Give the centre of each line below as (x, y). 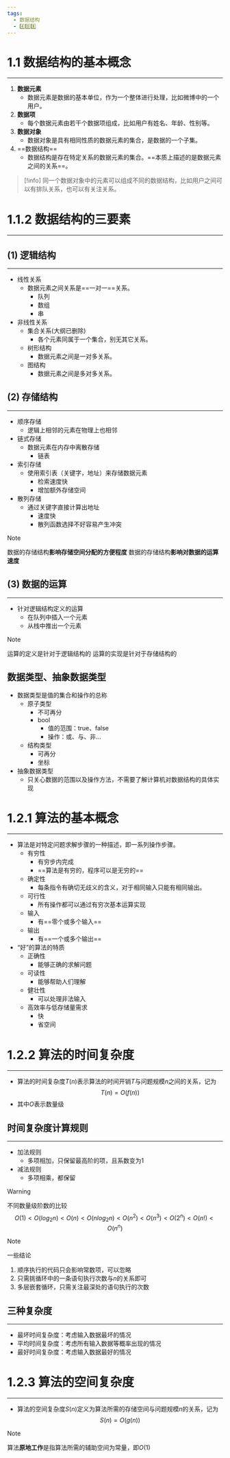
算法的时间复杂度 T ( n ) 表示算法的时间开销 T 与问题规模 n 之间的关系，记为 (117, 1082)
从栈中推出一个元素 (54, 626)
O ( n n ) (115, 1227)
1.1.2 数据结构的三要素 (69, 219)
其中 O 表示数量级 (40, 1104)
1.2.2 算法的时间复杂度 (71, 1055)
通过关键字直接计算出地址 (63, 507)
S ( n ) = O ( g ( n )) (120, 1420)
